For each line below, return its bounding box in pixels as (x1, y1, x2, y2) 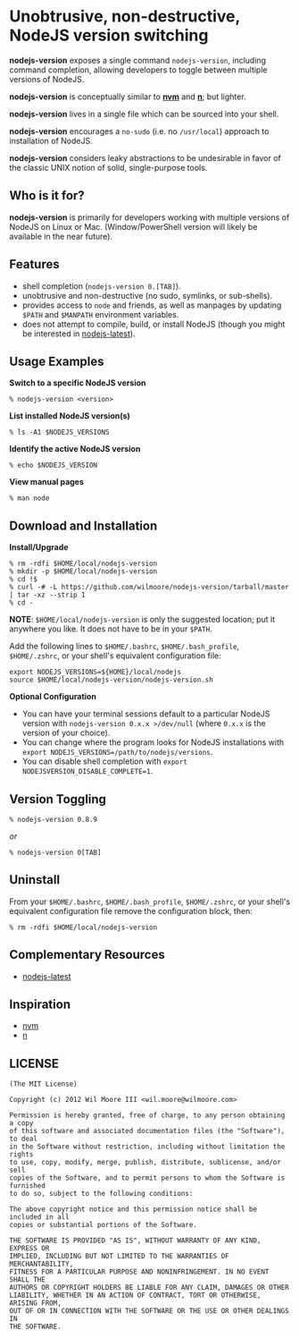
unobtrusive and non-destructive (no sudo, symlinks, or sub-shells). (21, 290, 273, 301)
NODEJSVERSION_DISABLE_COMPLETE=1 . (21, 766, 154, 776)
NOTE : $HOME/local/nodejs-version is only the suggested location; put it (9, 614, 275, 625)
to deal (9, 1134, 38, 1144)
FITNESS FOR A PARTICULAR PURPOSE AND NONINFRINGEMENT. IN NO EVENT (9, 1267, 270, 1276)
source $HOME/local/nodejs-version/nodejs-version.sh (9, 675, 214, 685)
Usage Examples (9, 353, 104, 368)
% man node (9, 494, 50, 503)
